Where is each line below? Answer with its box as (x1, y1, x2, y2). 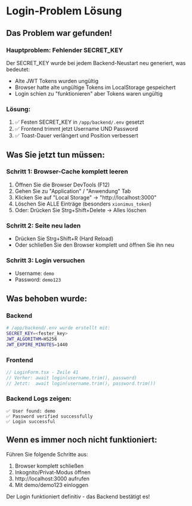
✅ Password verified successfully (6, 413, 93, 419)
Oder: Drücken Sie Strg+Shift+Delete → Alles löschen (14, 206, 147, 213)
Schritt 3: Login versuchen (6, 256, 85, 265)
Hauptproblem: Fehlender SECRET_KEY (6, 46, 123, 54)
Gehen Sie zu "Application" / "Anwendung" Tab (14, 187, 131, 195)
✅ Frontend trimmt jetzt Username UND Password (14, 125, 138, 133)
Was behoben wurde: (6, 293, 88, 303)
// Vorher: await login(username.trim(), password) (6, 375, 137, 381)
